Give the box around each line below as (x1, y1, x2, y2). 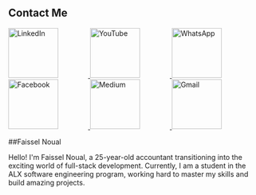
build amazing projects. (8, 177, 85, 187)
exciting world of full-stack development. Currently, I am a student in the (8, 161, 246, 170)
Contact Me (8, 6, 68, 20)
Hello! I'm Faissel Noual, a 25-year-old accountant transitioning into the (8, 152, 243, 162)
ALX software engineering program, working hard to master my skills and (8, 169, 249, 178)
